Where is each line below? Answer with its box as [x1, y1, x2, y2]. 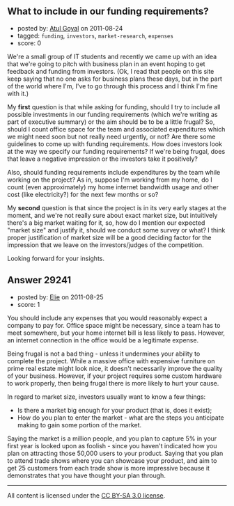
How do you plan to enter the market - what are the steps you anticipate [17, 413, 224, 422]
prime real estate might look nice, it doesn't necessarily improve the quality [7, 364, 223, 372]
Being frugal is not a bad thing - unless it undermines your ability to [7, 349, 201, 358]
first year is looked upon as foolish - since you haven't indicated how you [7, 441, 217, 450]
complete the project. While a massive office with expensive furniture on [7, 356, 215, 365]
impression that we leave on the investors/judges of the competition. [7, 240, 204, 249]
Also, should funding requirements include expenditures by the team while [7, 168, 221, 176]
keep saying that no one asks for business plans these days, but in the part [7, 74, 223, 83]
